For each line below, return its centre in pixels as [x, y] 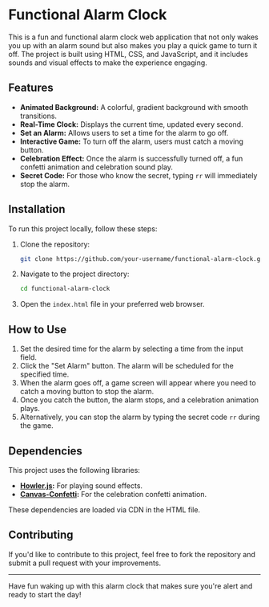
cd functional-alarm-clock [65, 289]
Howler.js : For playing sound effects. [81, 485]
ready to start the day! [45, 594]
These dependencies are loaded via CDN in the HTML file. [104, 509]
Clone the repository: [55, 244]
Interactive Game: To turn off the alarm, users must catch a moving [132, 141]
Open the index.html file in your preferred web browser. [112, 304]
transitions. [38, 116]
